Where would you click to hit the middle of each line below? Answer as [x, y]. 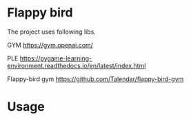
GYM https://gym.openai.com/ [50, 45]
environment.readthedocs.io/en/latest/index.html [77, 65]
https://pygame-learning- [56, 58]
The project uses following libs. [52, 32]
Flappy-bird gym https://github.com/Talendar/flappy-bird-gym [95, 79]
